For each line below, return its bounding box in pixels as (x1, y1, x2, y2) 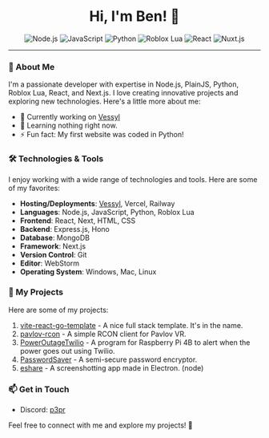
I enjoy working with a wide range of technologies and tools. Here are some (8, 174, 258, 184)
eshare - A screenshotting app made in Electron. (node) (19, 363, 204, 372)
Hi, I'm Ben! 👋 (89, 7, 180, 26)
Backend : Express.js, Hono (19, 224, 110, 233)
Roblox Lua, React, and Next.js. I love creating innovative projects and (8, 88, 239, 98)
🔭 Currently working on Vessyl (19, 112, 121, 122)
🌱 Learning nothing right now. (19, 120, 118, 131)
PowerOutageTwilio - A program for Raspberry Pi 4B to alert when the (19, 337, 251, 347)
